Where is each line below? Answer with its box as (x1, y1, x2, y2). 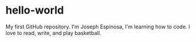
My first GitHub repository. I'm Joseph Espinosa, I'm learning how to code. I (5, 23, 191, 30)
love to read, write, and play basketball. (5, 29, 102, 36)
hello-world (5, 4, 65, 17)
